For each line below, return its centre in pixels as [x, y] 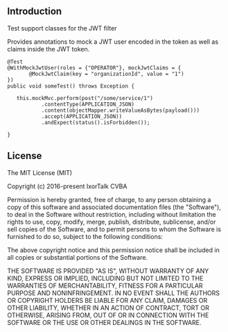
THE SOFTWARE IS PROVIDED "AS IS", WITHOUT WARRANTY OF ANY [108, 271]
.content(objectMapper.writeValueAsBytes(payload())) [120, 110]
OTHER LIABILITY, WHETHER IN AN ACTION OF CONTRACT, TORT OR [108, 308]
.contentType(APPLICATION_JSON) [88, 104]
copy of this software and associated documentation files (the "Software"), [114, 207]
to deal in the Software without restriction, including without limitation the [112, 214]
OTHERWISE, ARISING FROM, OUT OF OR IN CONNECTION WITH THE [108, 315]
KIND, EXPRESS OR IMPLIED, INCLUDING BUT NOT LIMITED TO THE [105, 278]
